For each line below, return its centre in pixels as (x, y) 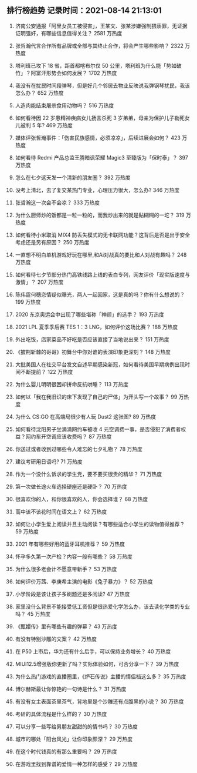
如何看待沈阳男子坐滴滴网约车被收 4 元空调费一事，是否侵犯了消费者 (98, 429)
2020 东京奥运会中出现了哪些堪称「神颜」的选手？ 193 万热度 (90, 314)
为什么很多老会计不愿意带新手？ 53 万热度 (66, 569)
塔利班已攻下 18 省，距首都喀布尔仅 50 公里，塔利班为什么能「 (91, 65)
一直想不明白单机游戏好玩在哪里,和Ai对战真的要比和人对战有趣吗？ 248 (101, 254)
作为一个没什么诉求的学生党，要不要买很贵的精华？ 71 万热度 (89, 474)
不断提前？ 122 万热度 (47, 371)
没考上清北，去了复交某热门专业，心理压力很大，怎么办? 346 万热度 (97, 190)
